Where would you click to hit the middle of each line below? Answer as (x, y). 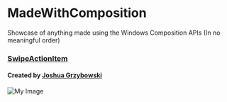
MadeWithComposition (77, 13)
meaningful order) (34, 40)
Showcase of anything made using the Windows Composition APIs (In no (114, 33)
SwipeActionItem (38, 58)
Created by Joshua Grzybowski (55, 75)
